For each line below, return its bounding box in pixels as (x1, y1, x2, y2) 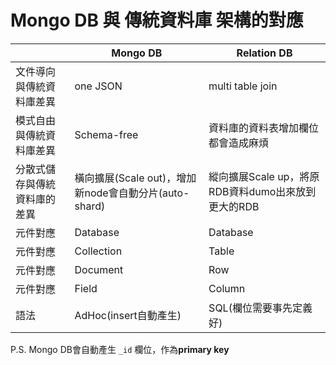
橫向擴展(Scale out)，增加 (74, 171, 197, 185)
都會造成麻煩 (208, 136, 270, 150)
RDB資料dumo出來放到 (208, 184, 317, 198)
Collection (74, 244, 123, 258)
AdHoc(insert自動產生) (74, 308, 182, 322)
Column (208, 281, 246, 295)
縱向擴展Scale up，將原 (208, 169, 320, 183)
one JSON (74, 79, 123, 93)
